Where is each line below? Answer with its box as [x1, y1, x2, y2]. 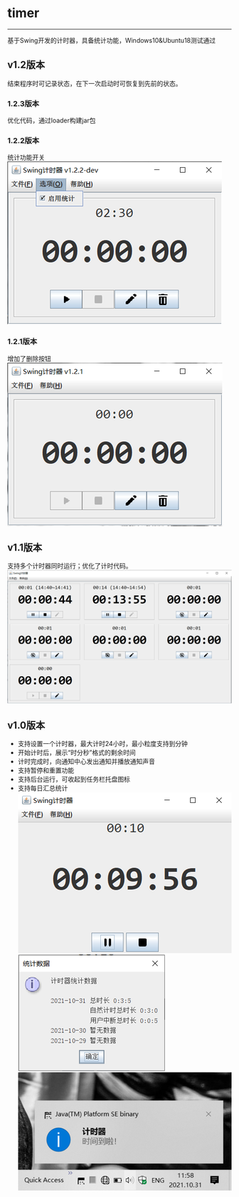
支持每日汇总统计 [17, 784, 68, 792]
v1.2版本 [7, 59, 45, 71]
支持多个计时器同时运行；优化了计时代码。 [7, 562, 132, 570]
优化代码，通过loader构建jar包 [7, 116, 96, 125]
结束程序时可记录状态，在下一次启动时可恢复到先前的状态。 [7, 79, 182, 87]
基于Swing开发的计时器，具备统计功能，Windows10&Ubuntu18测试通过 [7, 36, 216, 44]
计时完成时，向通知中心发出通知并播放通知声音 [17, 757, 155, 765]
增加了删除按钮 [7, 354, 51, 363]
